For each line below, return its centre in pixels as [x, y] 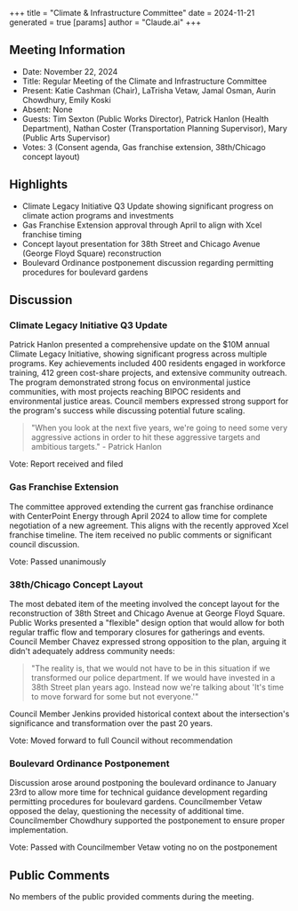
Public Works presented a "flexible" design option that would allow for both [147, 622]
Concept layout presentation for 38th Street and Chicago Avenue [141, 244]
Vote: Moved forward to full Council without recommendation [121, 740]
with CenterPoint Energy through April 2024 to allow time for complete [138, 515]
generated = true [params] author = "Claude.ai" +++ [105, 22]
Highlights [39, 184]
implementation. [39, 830]
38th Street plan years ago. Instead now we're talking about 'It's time [157, 687]
